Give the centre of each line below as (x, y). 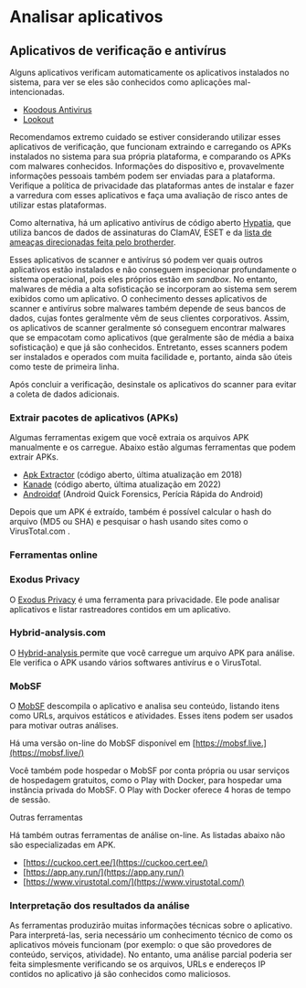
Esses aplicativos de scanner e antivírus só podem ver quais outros (136, 260)
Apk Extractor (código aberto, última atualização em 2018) (132, 475)
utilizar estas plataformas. (58, 205)
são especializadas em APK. (63, 845)
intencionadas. (37, 92)
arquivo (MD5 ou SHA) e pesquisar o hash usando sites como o (129, 522)
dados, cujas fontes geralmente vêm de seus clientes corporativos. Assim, (149, 318)
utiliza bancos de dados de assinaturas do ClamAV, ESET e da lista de (141, 232)
